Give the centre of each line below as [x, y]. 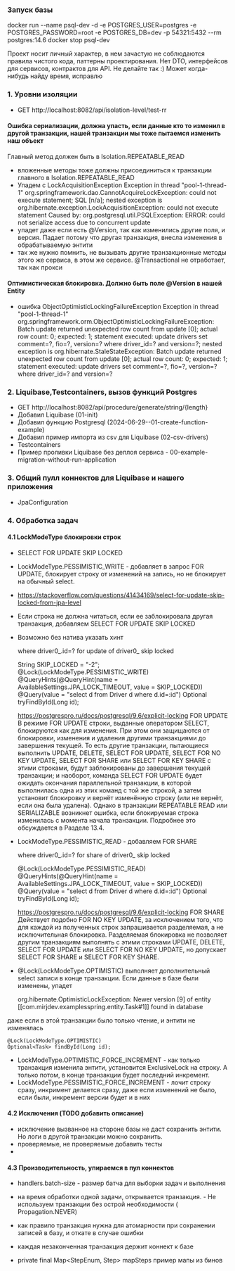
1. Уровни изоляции [42, 94]
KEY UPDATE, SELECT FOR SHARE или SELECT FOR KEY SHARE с [114, 760]
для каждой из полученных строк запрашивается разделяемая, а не [121, 927]
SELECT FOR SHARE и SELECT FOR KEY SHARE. [88, 957]
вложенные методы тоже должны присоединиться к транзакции [115, 170]
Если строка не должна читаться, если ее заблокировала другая [115, 616]
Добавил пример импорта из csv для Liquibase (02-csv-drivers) [113, 437]
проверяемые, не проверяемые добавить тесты [90, 1144]
